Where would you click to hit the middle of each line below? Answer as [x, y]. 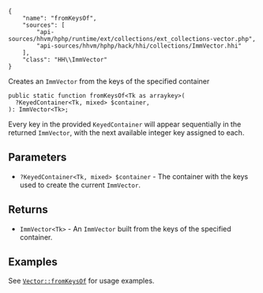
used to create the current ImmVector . [80, 185]
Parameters [38, 158]
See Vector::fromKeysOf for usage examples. [81, 281]
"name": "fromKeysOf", [60, 18]
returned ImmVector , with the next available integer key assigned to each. [126, 133]
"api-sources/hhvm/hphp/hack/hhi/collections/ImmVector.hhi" [139, 46]
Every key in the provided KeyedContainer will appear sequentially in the [125, 124]
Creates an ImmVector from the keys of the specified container [109, 81]
